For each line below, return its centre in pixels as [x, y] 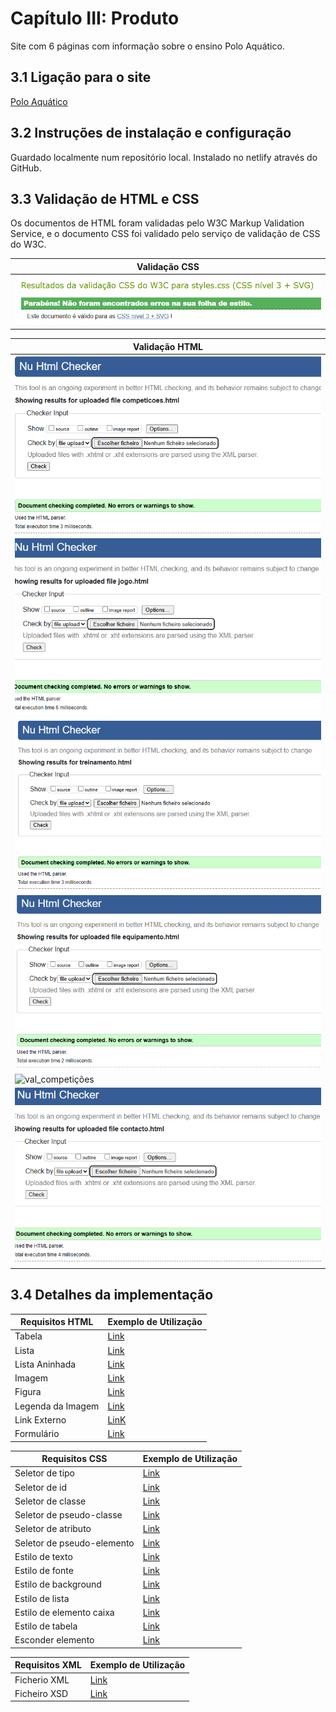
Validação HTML [168, 346]
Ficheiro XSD [41, 1693]
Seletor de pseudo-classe [68, 1515]
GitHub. [26, 168]
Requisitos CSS [74, 1459]
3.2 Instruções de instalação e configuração [151, 133]
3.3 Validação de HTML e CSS [105, 198]
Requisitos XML [48, 1665]
